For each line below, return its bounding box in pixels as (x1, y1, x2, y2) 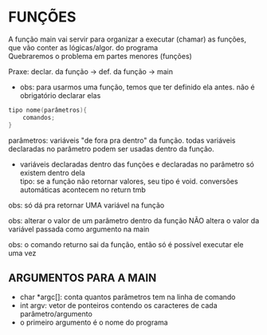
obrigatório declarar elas (19, 90, 101, 100)
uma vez (8, 248, 37, 258)
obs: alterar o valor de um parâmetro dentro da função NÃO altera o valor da (8, 215, 260, 225)
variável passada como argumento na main (8, 224, 150, 234)
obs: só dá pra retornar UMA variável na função (8, 200, 165, 210)
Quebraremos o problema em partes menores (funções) (8, 51, 193, 61)
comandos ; (22, 113, 56, 121)
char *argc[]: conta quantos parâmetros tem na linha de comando (19, 292, 236, 302)
